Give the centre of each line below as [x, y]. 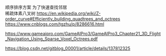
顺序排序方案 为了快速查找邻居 [36, 7]
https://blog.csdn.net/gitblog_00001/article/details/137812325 [68, 48]
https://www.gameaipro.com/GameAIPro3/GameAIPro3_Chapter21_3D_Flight [83, 34]
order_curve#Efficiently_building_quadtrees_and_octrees [63, 19]
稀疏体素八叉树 [20, 13]
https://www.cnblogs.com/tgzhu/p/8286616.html [55, 24]
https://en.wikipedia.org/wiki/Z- [69, 13]
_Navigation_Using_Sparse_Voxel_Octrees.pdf [51, 39]
